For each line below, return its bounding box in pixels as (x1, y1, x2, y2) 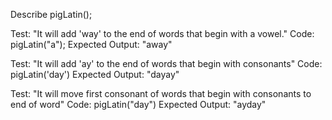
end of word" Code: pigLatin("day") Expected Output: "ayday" (10, 99, 267, 110)
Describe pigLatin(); (10, 9, 93, 20)
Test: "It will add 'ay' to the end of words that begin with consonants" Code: (10, 58, 323, 69)
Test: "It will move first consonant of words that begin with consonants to (10, 88, 312, 99)
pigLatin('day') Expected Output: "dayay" (10, 69, 180, 80)
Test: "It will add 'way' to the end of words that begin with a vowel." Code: (10, 28, 315, 39)
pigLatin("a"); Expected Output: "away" (10, 39, 173, 50)
